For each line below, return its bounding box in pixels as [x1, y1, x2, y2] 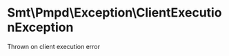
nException [7, 19, 74, 35]
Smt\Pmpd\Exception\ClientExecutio [7, 5, 222, 21]
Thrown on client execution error [7, 42, 101, 50]
